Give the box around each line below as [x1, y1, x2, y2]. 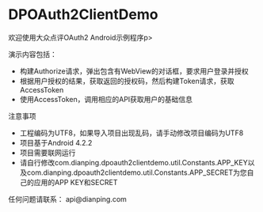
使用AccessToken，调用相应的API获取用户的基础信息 [19, 94, 192, 104]
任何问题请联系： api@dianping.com [8, 194, 127, 203]
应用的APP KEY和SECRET [33, 177, 118, 187]
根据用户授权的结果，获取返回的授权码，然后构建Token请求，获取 [19, 76, 234, 85]
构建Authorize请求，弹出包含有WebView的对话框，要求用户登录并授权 [19, 66, 249, 76]
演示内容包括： [8, 49, 57, 59]
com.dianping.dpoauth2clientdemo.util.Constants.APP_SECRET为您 [26, 168, 247, 177]
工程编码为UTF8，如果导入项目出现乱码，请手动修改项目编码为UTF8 [19, 128, 244, 138]
